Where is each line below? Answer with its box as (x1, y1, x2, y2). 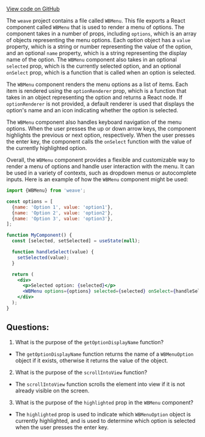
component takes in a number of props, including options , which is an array (6, 30, 197, 37)
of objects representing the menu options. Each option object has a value (6, 37, 191, 43)
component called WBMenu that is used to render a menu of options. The (6, 24, 185, 31)
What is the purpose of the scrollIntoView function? (15, 369, 148, 376)
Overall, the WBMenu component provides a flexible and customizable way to (6, 156, 195, 164)
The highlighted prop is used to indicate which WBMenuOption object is (15, 410, 191, 417)
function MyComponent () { (6, 232, 72, 239)
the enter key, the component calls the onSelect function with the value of (6, 138, 192, 145)
